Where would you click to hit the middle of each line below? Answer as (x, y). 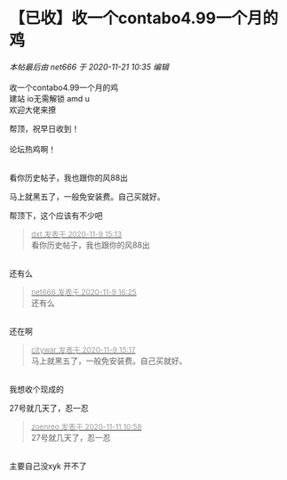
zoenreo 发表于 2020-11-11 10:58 (86, 427)
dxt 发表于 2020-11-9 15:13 (76, 234)
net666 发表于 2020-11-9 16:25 (84, 292)
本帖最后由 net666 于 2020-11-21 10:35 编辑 (89, 67)
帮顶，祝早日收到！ (44, 128)
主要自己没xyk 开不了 (48, 466)
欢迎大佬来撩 (32, 110)
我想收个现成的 (36, 389)
